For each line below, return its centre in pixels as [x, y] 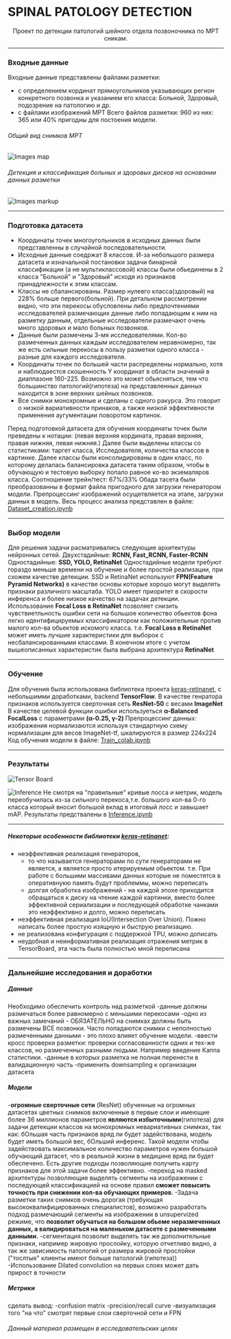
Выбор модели [34, 532]
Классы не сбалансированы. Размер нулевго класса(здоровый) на [116, 291]
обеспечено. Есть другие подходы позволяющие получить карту [104, 1163]
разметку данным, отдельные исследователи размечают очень [111, 320]
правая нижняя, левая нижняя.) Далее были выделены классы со [105, 442]
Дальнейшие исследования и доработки [80, 973]
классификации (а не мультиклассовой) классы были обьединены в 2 [120, 269]
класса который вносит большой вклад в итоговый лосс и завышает [108, 807]
